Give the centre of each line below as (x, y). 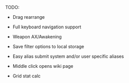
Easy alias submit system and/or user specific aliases (68, 56)
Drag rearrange (29, 17)
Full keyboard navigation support (47, 27)
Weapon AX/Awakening (37, 37)
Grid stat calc (27, 76)
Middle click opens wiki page (43, 66)
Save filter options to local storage (48, 47)
